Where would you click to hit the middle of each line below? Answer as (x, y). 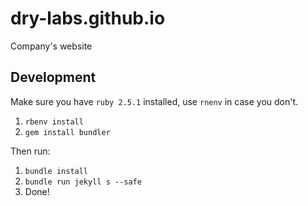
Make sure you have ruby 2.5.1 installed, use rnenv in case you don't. (154, 101)
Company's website (51, 46)
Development (53, 77)
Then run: (30, 151)
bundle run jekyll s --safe (83, 182)
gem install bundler (67, 132)
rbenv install (54, 122)
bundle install (56, 171)
